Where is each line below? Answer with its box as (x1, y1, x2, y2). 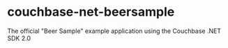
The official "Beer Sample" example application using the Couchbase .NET (7, 27, 222, 35)
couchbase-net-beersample (7, 4, 175, 20)
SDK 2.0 (7, 34, 31, 42)
